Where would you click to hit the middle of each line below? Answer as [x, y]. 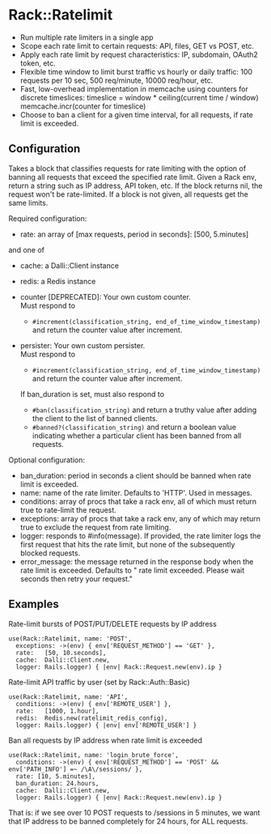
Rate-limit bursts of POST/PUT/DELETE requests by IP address [112, 623]
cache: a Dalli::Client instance [70, 266]
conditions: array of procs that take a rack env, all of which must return [138, 501]
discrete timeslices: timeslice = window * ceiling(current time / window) [139, 97]
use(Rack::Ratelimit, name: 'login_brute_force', [94, 755]
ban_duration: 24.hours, [57, 783]
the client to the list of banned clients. [95, 418]
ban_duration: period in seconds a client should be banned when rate [135, 475]
